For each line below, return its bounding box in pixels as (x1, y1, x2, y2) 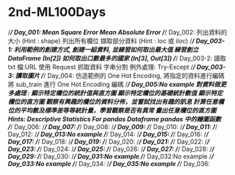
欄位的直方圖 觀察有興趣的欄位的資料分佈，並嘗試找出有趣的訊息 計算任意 (8, 97, 218, 106)
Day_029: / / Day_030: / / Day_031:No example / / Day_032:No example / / (8, 152, 214, 160)
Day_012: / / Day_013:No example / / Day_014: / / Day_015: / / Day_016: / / (8, 130, 209, 138)
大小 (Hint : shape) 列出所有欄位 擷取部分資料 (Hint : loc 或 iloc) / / (8, 36, 195, 45)
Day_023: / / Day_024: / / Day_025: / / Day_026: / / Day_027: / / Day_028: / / (8, 144, 215, 153)
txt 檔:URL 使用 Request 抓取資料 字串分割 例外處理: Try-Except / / (8, 62, 195, 71)
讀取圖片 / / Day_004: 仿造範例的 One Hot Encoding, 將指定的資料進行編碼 (15, 71, 225, 80)
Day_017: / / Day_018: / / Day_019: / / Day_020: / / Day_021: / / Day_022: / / (8, 137, 210, 146)
